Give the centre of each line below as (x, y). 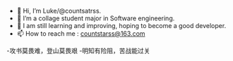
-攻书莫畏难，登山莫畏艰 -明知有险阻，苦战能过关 (78, 50)
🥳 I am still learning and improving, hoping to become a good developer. (121, 26)
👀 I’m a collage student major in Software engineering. (96, 18)
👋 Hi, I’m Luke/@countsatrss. (59, 11)
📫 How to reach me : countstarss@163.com (81, 34)
